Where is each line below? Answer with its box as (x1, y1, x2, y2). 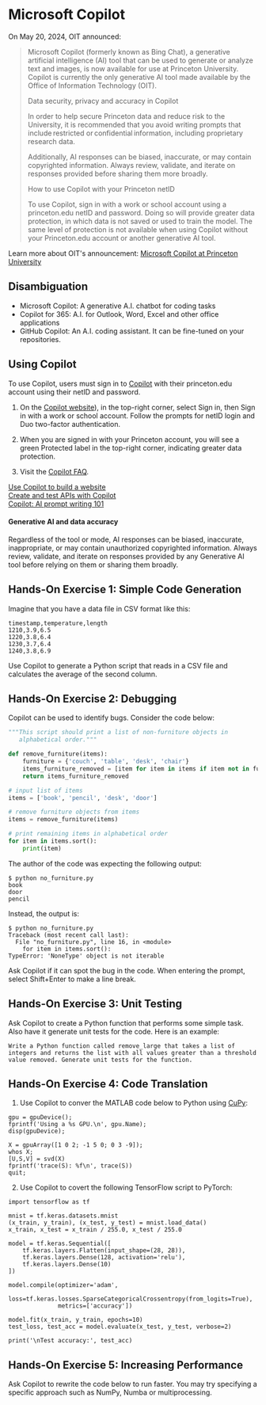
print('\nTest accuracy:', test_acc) (8, 1337, 133, 1345)
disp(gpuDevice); (8, 1127, 66, 1136)
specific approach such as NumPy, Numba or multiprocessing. (8, 1388, 212, 1397)
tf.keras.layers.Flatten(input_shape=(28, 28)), (22, 1247, 186, 1255)
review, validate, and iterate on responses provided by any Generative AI (8, 551, 245, 561)
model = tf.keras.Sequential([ (8, 1239, 112, 1248)
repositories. (19, 334, 61, 344)
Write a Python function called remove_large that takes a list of (8, 1041, 236, 1050)
